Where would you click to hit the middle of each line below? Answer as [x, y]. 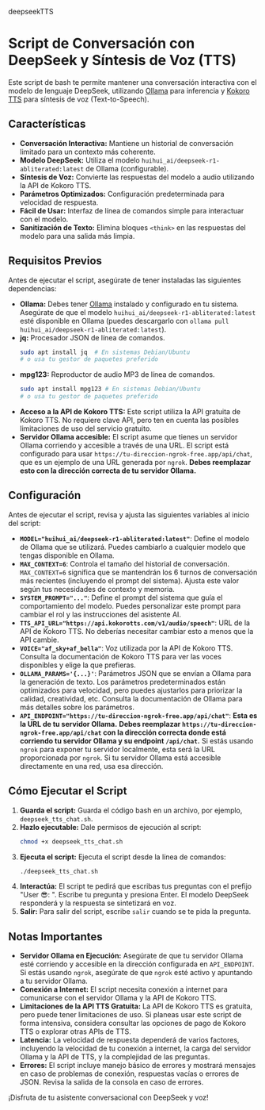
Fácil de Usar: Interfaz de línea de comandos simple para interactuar [132, 210]
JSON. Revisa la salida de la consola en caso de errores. [112, 1082]
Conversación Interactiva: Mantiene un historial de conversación [126, 143]
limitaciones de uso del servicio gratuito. [85, 428]
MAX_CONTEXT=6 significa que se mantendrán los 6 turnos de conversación [138, 572]
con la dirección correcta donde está [165, 732]
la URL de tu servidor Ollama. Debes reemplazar [100, 724]
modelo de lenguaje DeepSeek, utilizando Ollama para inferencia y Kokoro [129, 90]
